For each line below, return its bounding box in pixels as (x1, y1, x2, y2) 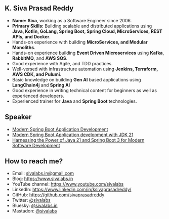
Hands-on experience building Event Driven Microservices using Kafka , (12, 50, 164, 56)
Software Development (12, 142, 60, 148)
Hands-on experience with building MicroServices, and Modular (12, 39, 148, 45)
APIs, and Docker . (12, 33, 51, 39)
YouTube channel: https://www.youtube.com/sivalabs (12, 181, 124, 187)
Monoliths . (12, 44, 36, 50)
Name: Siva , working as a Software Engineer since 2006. (12, 17, 132, 23)
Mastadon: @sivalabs (12, 208, 57, 214)
